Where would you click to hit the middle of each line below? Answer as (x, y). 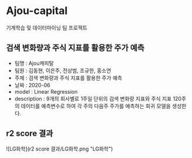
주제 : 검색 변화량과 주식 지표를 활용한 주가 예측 (68, 78)
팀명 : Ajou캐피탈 (34, 63)
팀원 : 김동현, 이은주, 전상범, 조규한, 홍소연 (63, 70)
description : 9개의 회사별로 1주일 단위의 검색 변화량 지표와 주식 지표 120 (98, 98)
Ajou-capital (37, 11)
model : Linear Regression (46, 91)
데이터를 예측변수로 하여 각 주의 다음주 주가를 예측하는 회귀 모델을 (96, 106)
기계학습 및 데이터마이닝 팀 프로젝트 (47, 28)
